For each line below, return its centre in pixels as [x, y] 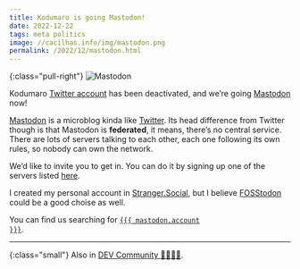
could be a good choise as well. [67, 203]
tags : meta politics [48, 34]
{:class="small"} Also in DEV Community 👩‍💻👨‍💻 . [96, 255]
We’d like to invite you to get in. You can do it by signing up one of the [137, 166]
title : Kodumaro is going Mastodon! [77, 17]
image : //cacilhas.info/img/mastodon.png [87, 42]
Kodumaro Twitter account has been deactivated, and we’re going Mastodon [150, 94]
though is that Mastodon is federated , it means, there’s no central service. [146, 130]
